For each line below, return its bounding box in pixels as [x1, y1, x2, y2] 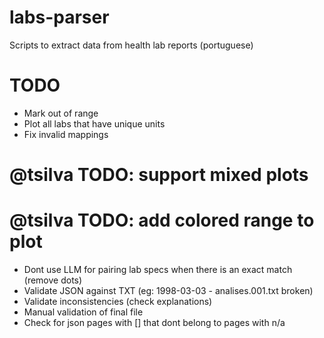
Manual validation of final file [23, 306, 144, 318]
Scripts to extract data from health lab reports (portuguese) [9, 39, 254, 51]
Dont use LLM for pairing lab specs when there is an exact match [23, 264, 293, 275]
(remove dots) [23, 274, 83, 286]
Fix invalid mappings [23, 128, 109, 140]
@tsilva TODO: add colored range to [9, 209, 315, 232]
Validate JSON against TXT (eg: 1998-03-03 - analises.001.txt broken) [23, 285, 314, 296]
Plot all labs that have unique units [23, 117, 166, 130]
